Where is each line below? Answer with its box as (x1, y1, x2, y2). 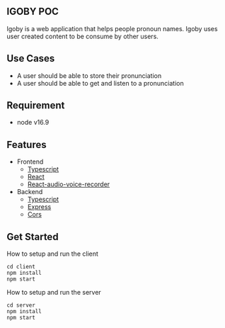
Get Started (6, 230, 59, 243)
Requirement (6, 99, 65, 112)
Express (27, 203, 52, 211)
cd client (6, 264, 36, 271)
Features (6, 138, 47, 151)
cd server (6, 302, 36, 309)
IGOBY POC (6, 6, 59, 18)
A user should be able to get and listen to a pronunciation (16, 79, 185, 87)
